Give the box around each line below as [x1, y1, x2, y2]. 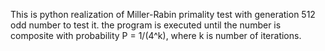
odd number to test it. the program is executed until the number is [10, 19, 282, 31]
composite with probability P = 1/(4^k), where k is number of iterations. [10, 30, 302, 41]
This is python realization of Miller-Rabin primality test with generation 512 [10, 9, 316, 20]
